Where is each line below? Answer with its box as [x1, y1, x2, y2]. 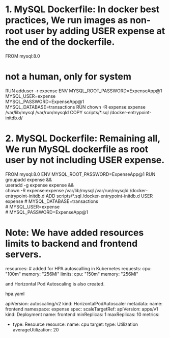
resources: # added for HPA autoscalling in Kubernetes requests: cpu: [5, 265, 152, 271]
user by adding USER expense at [24, 25, 165, 37]
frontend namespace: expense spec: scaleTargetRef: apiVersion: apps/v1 [5, 306, 158, 312]
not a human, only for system [5, 71, 131, 83]
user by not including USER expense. [5, 154, 165, 166]
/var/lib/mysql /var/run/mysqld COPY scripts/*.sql [5, 109, 109, 115]
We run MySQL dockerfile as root [5, 144, 149, 155]
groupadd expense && [5, 176, 52, 183]
